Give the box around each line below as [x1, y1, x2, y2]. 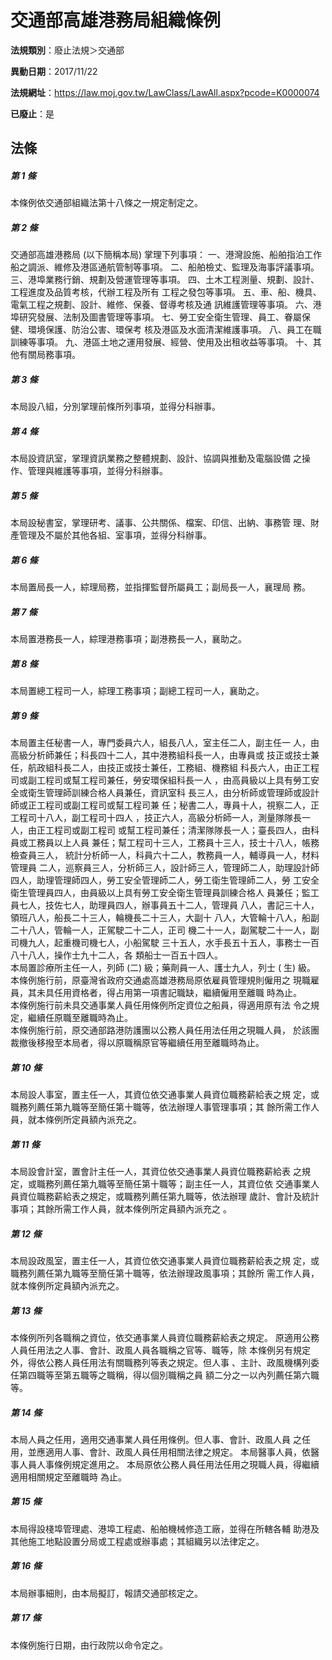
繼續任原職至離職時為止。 [27, 1012, 133, 1024]
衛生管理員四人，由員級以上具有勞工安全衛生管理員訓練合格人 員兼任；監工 [10, 887, 320, 899]
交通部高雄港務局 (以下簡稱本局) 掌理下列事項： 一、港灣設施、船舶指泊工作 [10, 249, 323, 261]
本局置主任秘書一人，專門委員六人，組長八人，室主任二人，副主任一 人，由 [10, 737, 320, 749]
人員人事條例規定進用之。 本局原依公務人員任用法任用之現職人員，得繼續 [18, 1458, 320, 1470]
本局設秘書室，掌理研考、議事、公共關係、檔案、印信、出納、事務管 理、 [10, 517, 311, 529]
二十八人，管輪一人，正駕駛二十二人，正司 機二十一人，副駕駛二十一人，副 [10, 924, 320, 936]
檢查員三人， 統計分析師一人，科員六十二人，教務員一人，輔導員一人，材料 [10, 849, 320, 861]
